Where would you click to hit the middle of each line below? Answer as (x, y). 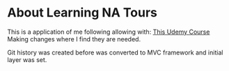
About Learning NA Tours (82, 13)
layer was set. (27, 59)
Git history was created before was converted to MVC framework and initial (115, 52)
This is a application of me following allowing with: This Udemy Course (109, 32)
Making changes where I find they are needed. (74, 39)
